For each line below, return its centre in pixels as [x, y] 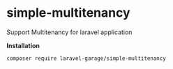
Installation [23, 45]
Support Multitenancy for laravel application [69, 32]
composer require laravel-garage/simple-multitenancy [86, 58]
